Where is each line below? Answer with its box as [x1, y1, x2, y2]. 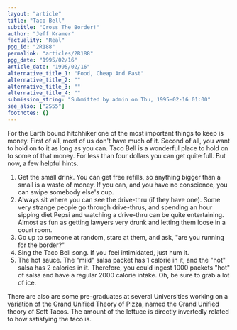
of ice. [17, 278, 37, 287]
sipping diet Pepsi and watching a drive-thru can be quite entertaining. [17, 210, 225, 219]
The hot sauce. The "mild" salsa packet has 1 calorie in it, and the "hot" [17, 255, 226, 264]
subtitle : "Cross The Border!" [7, 23, 100, 31]
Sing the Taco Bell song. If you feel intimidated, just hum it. [17, 248, 189, 256]
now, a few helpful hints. [7, 159, 79, 167]
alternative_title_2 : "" [7, 76, 81, 84]
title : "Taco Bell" [7, 17, 65, 24]
